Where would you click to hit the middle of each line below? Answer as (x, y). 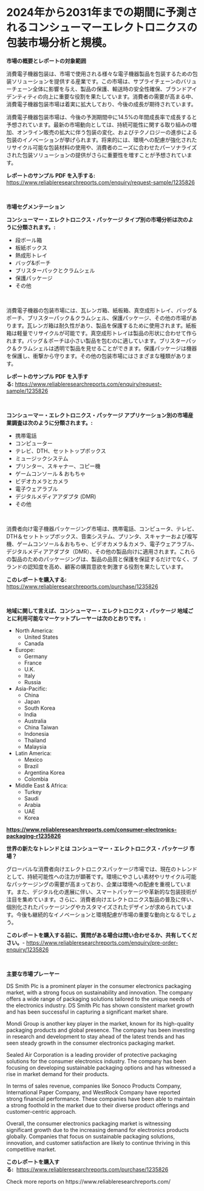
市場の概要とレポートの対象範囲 (46, 61)
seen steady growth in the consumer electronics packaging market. (91, 1043)
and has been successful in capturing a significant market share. (87, 1012)
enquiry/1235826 (28, 949)
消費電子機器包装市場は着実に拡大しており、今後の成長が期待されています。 (101, 104)
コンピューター (34, 443)
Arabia (32, 805)
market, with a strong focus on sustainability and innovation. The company (100, 992)
